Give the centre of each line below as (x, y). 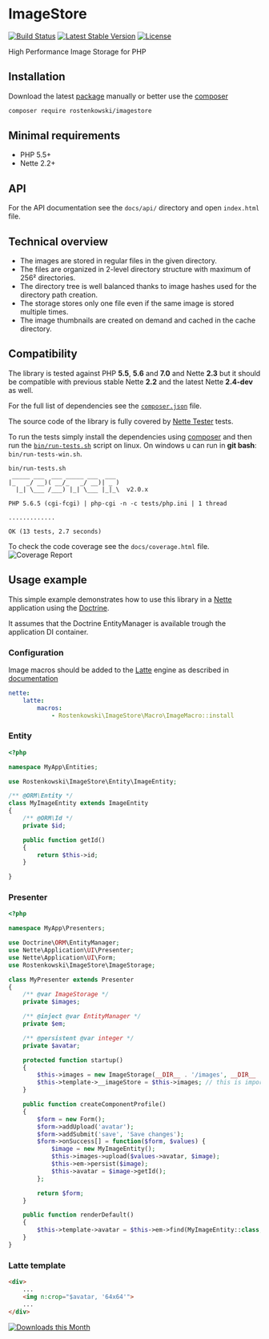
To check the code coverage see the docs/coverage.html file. (109, 546)
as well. (21, 390)
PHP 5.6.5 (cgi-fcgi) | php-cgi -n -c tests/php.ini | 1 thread (118, 503)
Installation (37, 77)
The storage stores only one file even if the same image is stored (127, 303)
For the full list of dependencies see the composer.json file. (105, 406)
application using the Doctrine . (59, 607)
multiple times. (44, 312)
